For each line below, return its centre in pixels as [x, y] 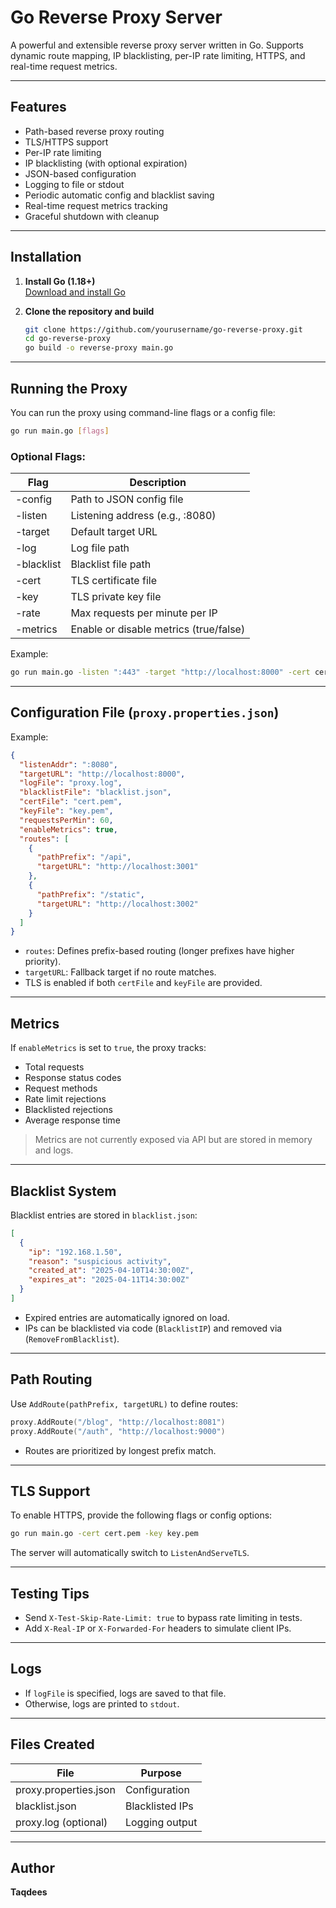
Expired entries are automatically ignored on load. [127, 1317]
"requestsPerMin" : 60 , [66, 820]
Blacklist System [63, 1191]
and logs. [54, 1150]
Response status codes [73, 1078]
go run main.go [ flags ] [60, 431]
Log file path [100, 548]
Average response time [72, 1120]
